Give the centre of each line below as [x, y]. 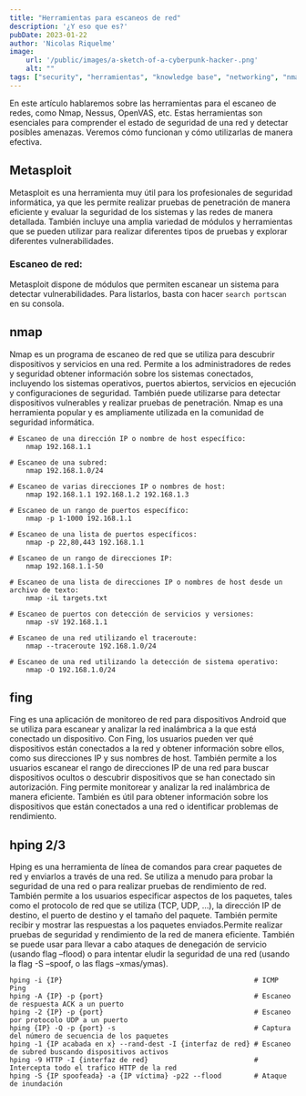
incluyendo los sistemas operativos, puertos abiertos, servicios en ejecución [153, 383]
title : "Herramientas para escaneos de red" [95, 18]
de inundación [36, 1084]
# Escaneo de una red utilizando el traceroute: [103, 638]
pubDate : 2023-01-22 [49, 35]
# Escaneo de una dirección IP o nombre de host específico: [128, 438]
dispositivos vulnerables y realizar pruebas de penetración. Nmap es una [147, 403]
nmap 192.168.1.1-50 [65, 566]
